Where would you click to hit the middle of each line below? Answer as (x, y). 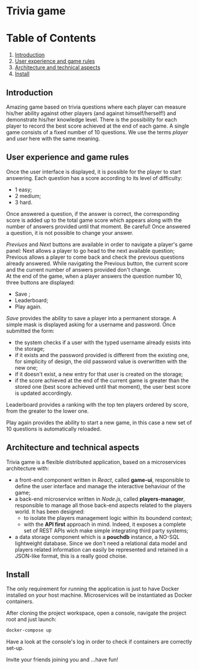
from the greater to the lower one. (48, 411)
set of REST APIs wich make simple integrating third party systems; (106, 530)
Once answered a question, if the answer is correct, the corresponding (93, 213)
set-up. (15, 648)
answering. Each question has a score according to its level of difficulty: (94, 178)
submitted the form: (30, 331)
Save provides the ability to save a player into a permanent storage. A (91, 318)
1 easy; (23, 190)
